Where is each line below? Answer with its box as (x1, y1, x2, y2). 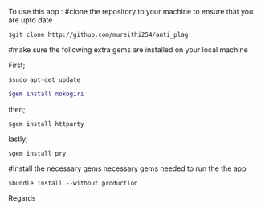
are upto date (8, 15, 53, 25)
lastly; (8, 134, 28, 144)
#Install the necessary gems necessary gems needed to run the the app (8, 164, 247, 173)
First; (8, 60, 26, 70)
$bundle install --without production (8, 179, 138, 187)
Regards (8, 193, 36, 203)
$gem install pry (8, 149, 67, 157)
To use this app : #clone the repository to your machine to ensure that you (8, 7, 254, 16)
